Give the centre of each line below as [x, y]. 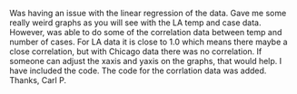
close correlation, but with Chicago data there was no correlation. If [136, 52]
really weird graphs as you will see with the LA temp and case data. [135, 23]
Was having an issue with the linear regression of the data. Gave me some [148, 13]
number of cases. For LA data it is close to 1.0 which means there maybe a [148, 42]
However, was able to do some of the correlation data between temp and [146, 32]
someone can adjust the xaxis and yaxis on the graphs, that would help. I [146, 61]
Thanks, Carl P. [38, 80]
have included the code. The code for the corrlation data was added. [138, 70]
